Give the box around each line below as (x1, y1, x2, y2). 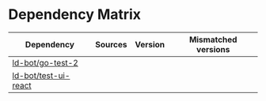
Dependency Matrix (8, 6, 141, 24)
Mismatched (188, 34, 237, 45)
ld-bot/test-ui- (12, 69, 70, 80)
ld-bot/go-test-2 (12, 57, 79, 68)
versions (196, 43, 230, 54)
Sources (94, 39, 127, 50)
